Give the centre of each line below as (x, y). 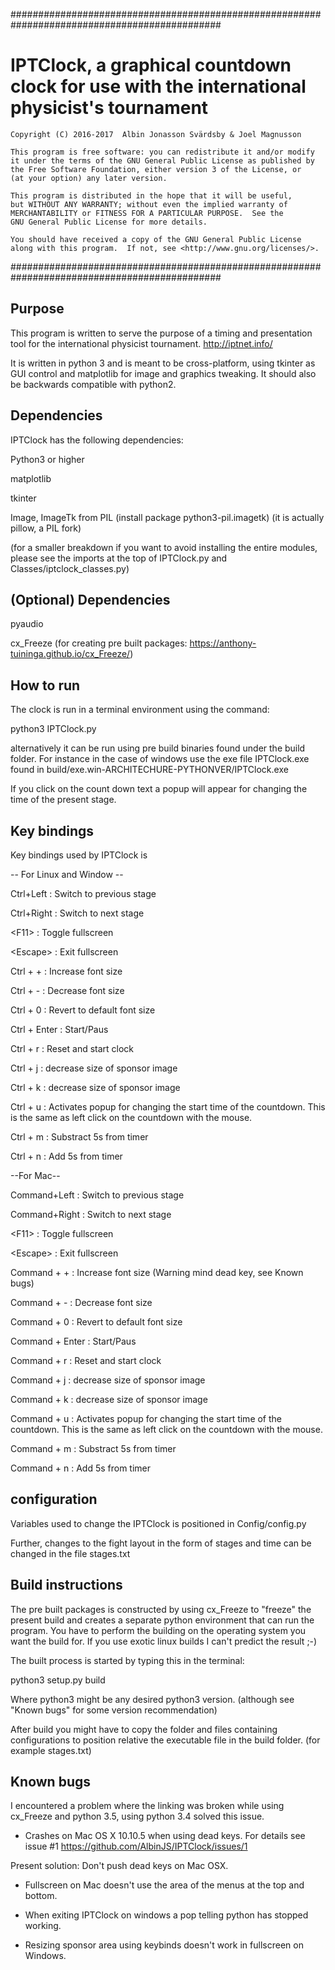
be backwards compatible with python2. (93, 384)
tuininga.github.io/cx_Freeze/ (70, 654)
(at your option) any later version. (89, 178)
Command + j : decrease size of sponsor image (108, 1380)
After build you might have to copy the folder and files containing (144, 1729)
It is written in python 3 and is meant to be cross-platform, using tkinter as (163, 363)
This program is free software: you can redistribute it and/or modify (162, 152)
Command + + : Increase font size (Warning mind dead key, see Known (157, 1272)
